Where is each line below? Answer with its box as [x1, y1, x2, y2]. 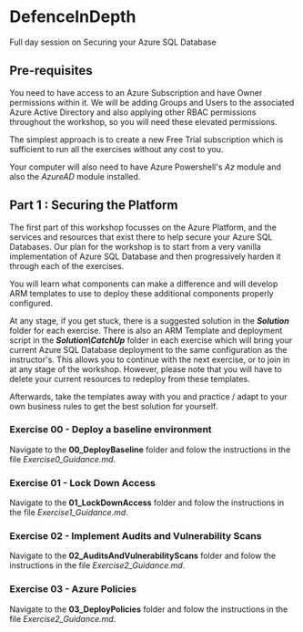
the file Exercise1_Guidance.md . [9, 507, 129, 518]
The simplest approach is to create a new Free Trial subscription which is [9, 134, 284, 145]
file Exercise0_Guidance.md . [9, 453, 116, 464]
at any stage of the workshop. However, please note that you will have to [9, 363, 282, 375]
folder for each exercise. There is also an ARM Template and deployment [9, 325, 283, 336]
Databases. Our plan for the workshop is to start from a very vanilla [9, 241, 261, 252]
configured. [9, 297, 53, 308]
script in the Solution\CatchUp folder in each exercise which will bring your [9, 335, 293, 346]
